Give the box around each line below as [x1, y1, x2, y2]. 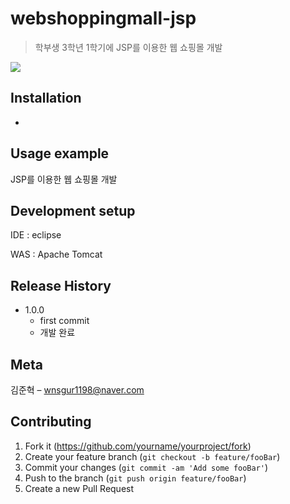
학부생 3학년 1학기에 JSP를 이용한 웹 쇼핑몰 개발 [34, 41, 223, 53]
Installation [10, 90, 82, 107]
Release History [10, 277, 112, 294]
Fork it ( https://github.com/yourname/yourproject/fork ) [24, 440, 252, 452]
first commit [39, 315, 90, 327]
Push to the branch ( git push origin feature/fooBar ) [24, 472, 247, 484]
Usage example [10, 145, 110, 162]
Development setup [10, 202, 136, 219]
